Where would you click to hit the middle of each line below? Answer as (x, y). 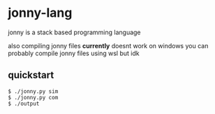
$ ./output (24, 104)
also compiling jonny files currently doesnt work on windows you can (108, 45)
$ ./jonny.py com (33, 97)
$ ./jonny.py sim (33, 91)
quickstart (31, 75)
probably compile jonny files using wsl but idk (74, 53)
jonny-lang (40, 13)
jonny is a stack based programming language (75, 32)
